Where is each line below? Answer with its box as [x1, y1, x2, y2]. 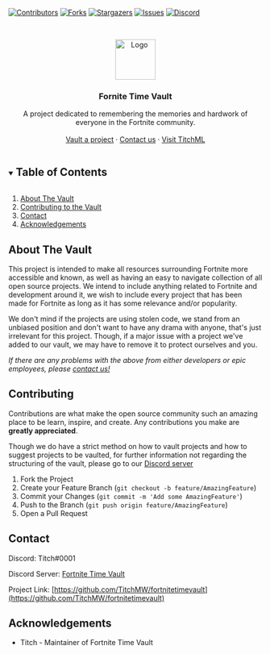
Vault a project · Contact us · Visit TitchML [65, 135, 206, 144]
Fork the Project [19, 474, 74, 484]
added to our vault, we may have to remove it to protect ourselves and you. [8, 339, 258, 349]
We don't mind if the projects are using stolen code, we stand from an [8, 314, 240, 323]
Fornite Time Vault [98, 90, 172, 102]
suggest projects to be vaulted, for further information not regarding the [8, 450, 247, 460]
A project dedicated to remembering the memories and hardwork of [23, 109, 248, 119]
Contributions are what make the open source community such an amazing [8, 408, 258, 419]
